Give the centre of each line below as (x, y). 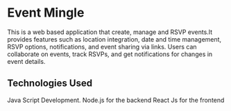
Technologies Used (50, 84)
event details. (26, 61)
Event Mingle (46, 13)
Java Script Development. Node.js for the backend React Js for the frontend (116, 100)
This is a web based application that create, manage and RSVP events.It (110, 32)
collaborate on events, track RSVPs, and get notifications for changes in (110, 54)
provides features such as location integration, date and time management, (114, 39)
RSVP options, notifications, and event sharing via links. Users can (102, 46)
